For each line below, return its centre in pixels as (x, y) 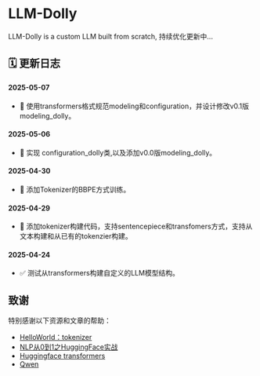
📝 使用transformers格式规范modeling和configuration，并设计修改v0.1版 (134, 106)
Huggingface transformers (62, 356)
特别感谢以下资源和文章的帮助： (60, 321)
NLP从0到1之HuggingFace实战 (69, 347)
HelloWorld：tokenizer (56, 338)
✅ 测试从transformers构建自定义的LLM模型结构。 (99, 273)
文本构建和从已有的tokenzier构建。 (76, 236)
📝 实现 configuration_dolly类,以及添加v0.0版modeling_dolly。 (118, 152)
